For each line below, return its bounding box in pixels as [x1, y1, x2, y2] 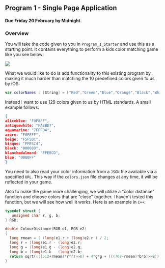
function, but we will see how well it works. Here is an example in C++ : [5, 199, 146, 205]
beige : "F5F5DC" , [5, 137, 41, 142]
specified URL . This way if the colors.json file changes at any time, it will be [5, 174, 158, 179]
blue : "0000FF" [5, 155, 36, 160]
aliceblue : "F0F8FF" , [5, 119, 50, 123]
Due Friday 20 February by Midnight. [5, 17, 82, 24]
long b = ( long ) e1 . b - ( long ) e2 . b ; [9, 249, 82, 254]
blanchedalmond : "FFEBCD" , [5, 150, 60, 155]
